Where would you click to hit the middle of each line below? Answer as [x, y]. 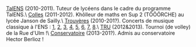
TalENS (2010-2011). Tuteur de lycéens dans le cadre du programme [89, 8]
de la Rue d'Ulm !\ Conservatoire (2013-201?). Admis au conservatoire [91, 33]
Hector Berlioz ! [25, 39]
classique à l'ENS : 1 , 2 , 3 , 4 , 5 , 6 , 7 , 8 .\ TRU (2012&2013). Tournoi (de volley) [98, 27]
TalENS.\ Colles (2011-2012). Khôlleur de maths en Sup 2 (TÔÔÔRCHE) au [95, 15]
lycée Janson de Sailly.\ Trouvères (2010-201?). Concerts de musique [90, 21]
